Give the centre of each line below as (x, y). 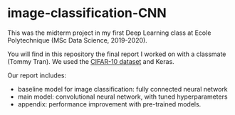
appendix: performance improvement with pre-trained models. (109, 104)
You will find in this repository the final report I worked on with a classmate (117, 54)
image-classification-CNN (87, 13)
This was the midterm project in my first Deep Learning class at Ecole (109, 33)
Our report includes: (37, 75)
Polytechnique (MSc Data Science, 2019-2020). (77, 40)
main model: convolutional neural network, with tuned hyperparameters (122, 97)
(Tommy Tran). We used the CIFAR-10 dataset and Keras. (91, 61)
